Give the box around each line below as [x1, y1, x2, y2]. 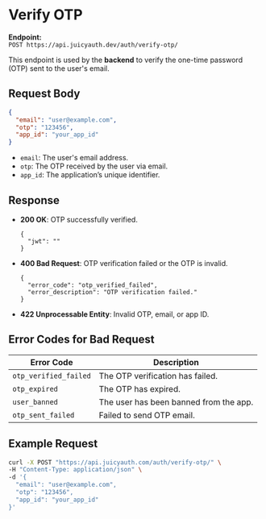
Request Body [8, 87, 81, 101]
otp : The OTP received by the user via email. [19, 161, 168, 171]
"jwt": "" [27, 237, 60, 245]
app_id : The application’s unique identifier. [19, 170, 160, 180]
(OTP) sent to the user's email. [8, 63, 110, 73]
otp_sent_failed [12, 410, 75, 420]
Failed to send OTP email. [98, 409, 195, 421]
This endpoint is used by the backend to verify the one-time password [8, 55, 243, 64]
